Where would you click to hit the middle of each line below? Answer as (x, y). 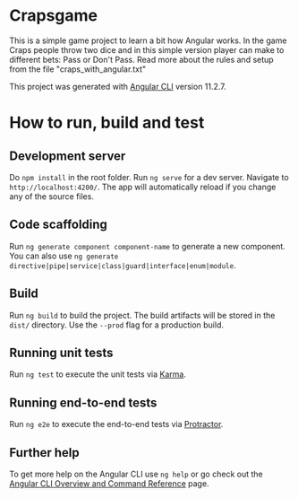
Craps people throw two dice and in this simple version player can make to (147, 49)
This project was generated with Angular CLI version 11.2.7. (118, 86)
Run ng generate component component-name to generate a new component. (148, 246)
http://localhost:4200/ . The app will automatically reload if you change (143, 187)
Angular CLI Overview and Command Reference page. (109, 484)
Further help (45, 453)
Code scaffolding (58, 225)
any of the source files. (51, 196)
